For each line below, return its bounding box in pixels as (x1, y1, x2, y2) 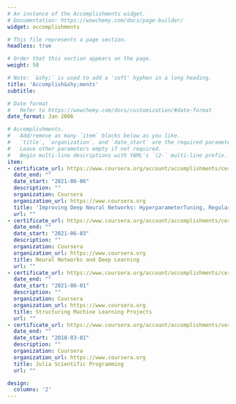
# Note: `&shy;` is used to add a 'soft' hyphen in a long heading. (7, 74, 212, 81)
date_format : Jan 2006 (7, 113, 74, 120)
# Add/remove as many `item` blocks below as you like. (7, 133, 181, 140)
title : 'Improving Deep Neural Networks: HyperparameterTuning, (13, 204, 206, 211)
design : (7, 379, 30, 386)
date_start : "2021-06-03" (13, 230, 90, 237)
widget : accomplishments (7, 23, 80, 30)
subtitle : (7, 87, 37, 95)
